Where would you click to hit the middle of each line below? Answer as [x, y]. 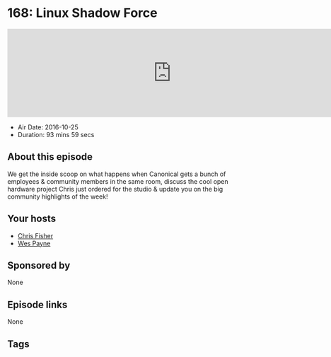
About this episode [50, 157]
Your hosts [32, 219]
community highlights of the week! [58, 197]
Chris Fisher [35, 235]
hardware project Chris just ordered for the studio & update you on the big [115, 189]
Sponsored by [39, 265]
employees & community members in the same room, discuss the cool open [118, 181]
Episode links [37, 304]
